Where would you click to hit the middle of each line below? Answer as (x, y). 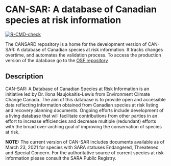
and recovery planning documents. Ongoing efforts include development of (85, 110)
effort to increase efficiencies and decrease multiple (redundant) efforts (81, 121)
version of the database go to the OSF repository (57, 60)
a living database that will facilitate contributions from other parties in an (81, 116)
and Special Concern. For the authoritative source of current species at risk (85, 153)
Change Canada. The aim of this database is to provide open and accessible (86, 99)
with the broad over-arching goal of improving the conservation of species (84, 126)
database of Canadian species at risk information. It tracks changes (92, 49)
